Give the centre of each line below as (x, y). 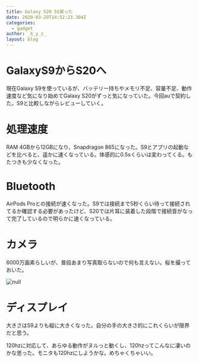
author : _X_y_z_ (26, 34)
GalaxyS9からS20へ (56, 71)
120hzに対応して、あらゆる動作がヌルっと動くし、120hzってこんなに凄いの (99, 345)
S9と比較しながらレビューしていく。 (62, 103)
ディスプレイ (37, 308)
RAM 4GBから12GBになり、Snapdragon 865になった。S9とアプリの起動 (95, 147)
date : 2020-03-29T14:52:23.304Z (46, 17)
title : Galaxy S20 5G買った (40, 12)
